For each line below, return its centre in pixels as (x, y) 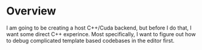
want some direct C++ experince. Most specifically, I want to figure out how (101, 34)
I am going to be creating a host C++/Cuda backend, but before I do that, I (99, 28)
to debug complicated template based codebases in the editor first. (90, 40)
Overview (31, 11)
